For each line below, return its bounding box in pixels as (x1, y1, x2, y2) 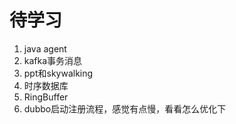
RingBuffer (23, 91, 69, 103)
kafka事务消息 (23, 54, 83, 66)
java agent (23, 42, 67, 55)
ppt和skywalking (23, 67, 94, 79)
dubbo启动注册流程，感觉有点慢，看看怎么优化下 (23, 102, 227, 115)
